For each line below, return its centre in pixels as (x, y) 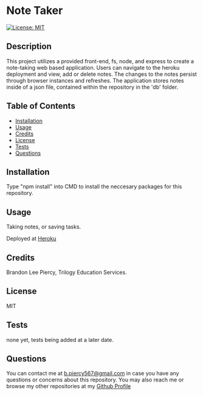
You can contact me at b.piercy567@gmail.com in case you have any (93, 374)
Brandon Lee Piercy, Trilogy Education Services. (67, 272)
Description (29, 46)
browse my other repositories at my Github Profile (69, 386)
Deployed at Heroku (31, 239)
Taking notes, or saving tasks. (44, 227)
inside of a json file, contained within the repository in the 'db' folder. (92, 87)
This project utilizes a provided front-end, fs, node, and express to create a (100, 61)
